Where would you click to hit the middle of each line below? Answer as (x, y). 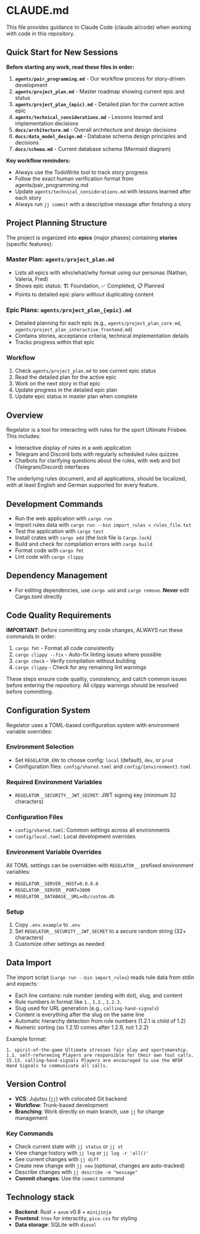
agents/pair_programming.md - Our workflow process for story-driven (100, 78)
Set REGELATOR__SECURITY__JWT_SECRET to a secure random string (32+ (101, 931)
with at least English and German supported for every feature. (82, 485)
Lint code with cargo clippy (49, 557)
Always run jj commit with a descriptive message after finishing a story (103, 204)
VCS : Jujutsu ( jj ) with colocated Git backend (71, 1099)
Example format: (26, 1039)
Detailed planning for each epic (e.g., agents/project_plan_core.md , (98, 323)
